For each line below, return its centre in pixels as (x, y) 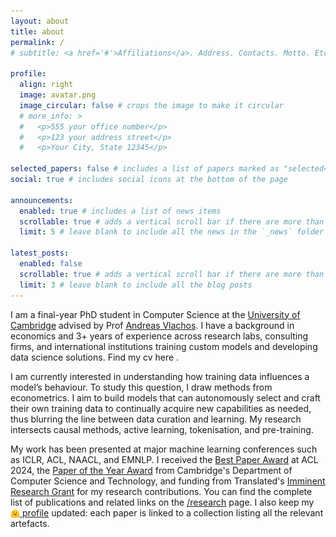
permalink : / (37, 42)
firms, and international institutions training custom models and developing (164, 346)
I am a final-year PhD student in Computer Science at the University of (155, 314)
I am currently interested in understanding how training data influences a (160, 376)
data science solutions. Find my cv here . (95, 357)
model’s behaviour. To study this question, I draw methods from (141, 387)
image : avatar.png (58, 95)
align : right (46, 85)
